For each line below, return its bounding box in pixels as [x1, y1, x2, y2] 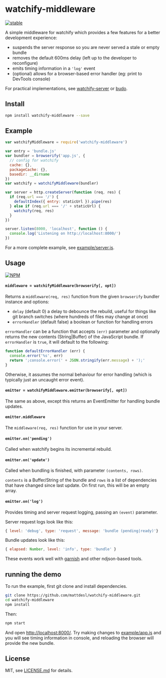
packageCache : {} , [9, 167, 48, 172]
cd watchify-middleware [5, 598, 55, 603]
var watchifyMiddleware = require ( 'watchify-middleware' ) [5, 140, 127, 145]
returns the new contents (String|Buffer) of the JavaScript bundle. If [5, 334, 144, 340]
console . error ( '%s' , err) [9, 353, 63, 358]
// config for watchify [9, 158, 58, 163]
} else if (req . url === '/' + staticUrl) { [9, 204, 101, 209]
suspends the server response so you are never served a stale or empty [12, 44, 160, 50]
